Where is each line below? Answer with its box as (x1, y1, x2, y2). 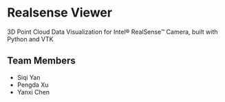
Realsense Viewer (7, 5, 112, 21)
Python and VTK (7, 34, 54, 43)
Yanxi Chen (17, 88, 50, 96)
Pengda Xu (17, 81, 49, 89)
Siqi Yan (17, 73, 41, 81)
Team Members (7, 55, 76, 67)
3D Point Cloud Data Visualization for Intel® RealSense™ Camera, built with (7, 28, 218, 36)
